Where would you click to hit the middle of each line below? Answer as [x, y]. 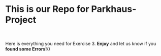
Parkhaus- [114, 9]
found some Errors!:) [28, 49]
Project [21, 20]
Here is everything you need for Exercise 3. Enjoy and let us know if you [81, 43]
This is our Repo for [47, 9]
